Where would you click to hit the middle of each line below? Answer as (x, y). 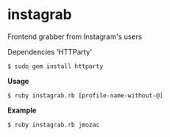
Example (22, 110)
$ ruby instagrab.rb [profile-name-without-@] (85, 95)
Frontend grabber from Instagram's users (75, 36)
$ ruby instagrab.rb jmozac (54, 124)
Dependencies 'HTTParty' (50, 51)
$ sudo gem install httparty (55, 66)
